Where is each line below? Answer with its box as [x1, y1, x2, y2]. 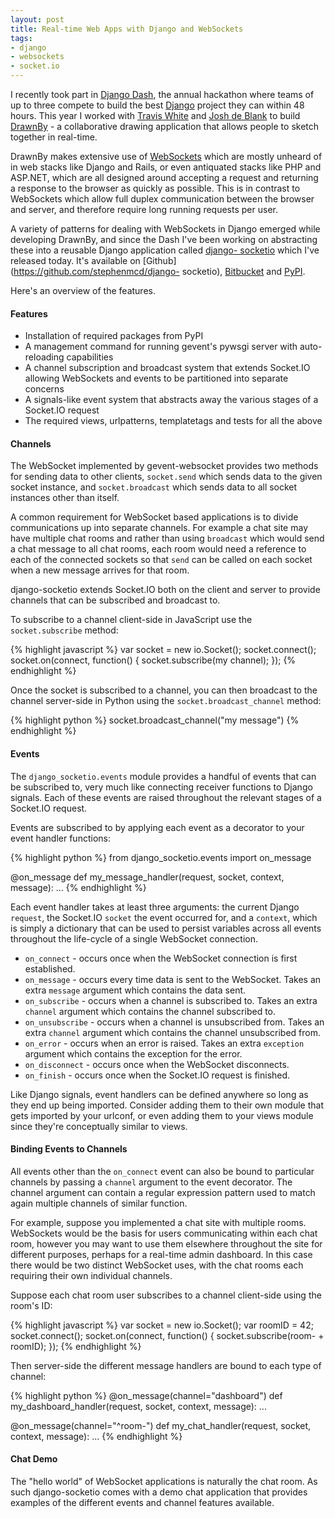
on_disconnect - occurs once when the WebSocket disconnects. [24, 1058, 290, 1070]
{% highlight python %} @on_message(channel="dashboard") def [10, 1389, 283, 1401]
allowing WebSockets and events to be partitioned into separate [24, 372, 289, 385]
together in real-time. [10, 131, 98, 143]
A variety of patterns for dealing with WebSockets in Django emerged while [10, 223, 321, 235]
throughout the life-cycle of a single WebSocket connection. [10, 932, 258, 945]
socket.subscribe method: [10, 624, 119, 636]
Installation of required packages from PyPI [24, 330, 204, 342]
